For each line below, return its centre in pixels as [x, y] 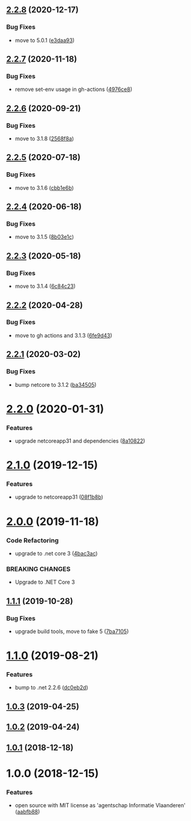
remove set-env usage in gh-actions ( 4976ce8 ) [74, 89]
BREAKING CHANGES [38, 569]
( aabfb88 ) [27, 812]
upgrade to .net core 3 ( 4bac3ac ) [56, 553]
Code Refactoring [32, 540]
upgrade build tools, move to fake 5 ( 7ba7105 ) [72, 631]
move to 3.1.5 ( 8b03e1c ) [44, 237]
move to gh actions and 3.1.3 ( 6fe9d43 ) [63, 335]
